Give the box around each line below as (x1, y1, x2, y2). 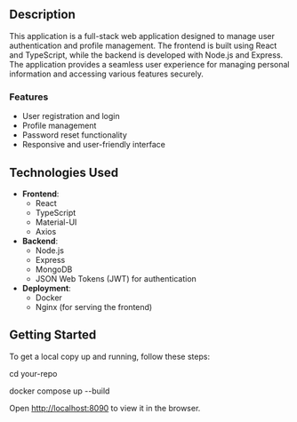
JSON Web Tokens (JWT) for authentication (35, 273, 197, 283)
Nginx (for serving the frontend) (35, 301, 153, 312)
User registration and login (21, 111, 120, 122)
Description (9, 7, 76, 22)
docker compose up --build (9, 386, 110, 396)
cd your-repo (9, 368, 58, 378)
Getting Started (9, 328, 97, 343)
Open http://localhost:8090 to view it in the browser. (9, 402, 201, 413)
